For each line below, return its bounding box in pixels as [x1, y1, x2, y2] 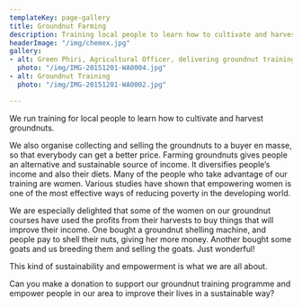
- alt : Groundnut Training [9, 72, 111, 81]
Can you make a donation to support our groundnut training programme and [9, 278, 291, 289]
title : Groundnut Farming [9, 22, 106, 31]
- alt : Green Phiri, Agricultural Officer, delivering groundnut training [9, 55, 296, 64]
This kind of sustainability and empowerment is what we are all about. [9, 260, 268, 271]
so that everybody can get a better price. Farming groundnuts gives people [9, 149, 288, 160]
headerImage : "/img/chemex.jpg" [9, 38, 130, 48]
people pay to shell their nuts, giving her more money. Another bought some [9, 233, 292, 244]
